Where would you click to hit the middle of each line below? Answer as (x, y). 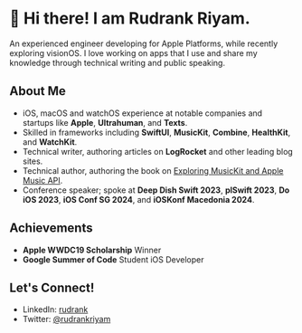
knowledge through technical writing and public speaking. (118, 62)
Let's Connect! (52, 287)
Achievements (51, 228)
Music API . (42, 180)
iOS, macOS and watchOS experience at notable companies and (142, 113)
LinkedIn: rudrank (55, 309)
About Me (38, 91)
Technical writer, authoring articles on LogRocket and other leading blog (158, 151)
